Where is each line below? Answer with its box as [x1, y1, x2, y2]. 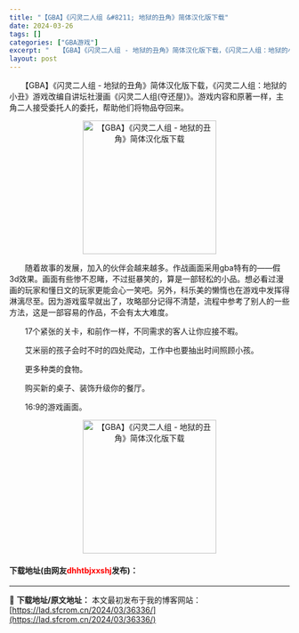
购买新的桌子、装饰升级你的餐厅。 [24, 383, 149, 393]
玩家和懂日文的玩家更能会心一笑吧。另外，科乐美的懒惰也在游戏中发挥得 [24, 285, 290, 295]
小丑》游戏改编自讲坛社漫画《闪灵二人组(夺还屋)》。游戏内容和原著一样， [9, 91, 277, 101]
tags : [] [9, 29, 42, 38]
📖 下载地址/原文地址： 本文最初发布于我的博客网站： [9, 595, 202, 605]
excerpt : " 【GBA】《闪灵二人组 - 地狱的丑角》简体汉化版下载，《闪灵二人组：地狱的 [9, 46, 289, 55]
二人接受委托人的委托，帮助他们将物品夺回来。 [16, 102, 189, 112]
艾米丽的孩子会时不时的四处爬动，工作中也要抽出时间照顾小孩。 [24, 345, 259, 355]
